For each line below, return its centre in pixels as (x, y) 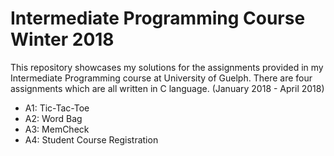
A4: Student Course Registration (91, 139)
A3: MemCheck (57, 129)
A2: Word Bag (53, 118)
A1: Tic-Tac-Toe (57, 108)
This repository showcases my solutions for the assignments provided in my (167, 67)
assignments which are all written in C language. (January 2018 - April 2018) (167, 88)
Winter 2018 (62, 39)
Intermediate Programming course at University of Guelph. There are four (161, 78)
